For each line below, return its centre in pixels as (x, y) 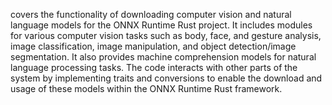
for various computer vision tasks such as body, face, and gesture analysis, (166, 35)
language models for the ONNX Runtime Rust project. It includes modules (161, 25)
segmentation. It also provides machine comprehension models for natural (163, 57)
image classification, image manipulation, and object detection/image (153, 46)
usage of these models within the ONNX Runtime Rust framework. (146, 88)
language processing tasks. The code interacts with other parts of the (154, 67)
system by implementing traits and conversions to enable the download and (166, 78)
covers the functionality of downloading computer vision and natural (151, 14)
